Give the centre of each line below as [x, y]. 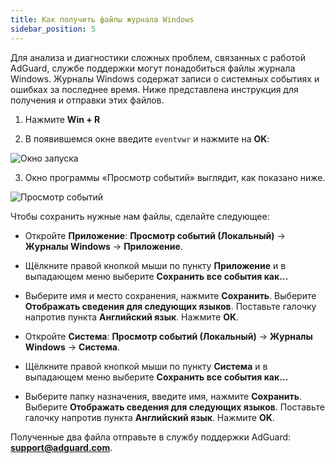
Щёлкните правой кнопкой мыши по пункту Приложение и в [155, 265]
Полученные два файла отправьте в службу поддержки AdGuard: [151, 437]
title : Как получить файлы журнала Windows [102, 19]
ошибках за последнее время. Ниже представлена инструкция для [154, 89]
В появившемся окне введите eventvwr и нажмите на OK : [147, 138]
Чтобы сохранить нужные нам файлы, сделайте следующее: [140, 216]
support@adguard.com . [61, 447]
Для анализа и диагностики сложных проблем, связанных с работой [158, 57]
